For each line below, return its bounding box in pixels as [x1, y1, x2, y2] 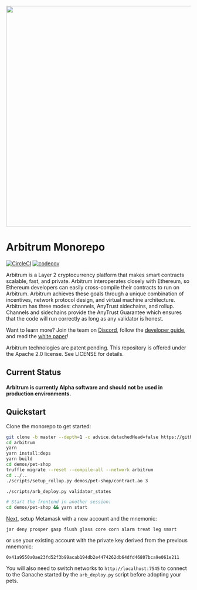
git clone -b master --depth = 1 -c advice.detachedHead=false [6, 434, 159, 440]
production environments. [6, 390, 72, 397]
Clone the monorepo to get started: [6, 422, 91, 429]
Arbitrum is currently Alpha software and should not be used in [6, 384, 163, 391]
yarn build [6, 456, 33, 462]
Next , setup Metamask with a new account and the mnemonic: [6, 515, 157, 522]
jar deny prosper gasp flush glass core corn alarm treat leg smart [6, 526, 177, 532]
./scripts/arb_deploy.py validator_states [6, 488, 111, 494]
